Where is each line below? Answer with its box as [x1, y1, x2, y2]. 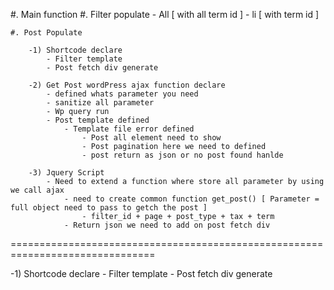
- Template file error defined [63, 124, 195, 134]
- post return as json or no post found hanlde [81, 150, 284, 160]
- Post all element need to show [81, 133, 222, 143]
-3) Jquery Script [28, 168, 105, 178]
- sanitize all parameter [46, 98, 155, 108]
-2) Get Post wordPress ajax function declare [28, 80, 226, 90]
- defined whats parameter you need [46, 89, 199, 99]
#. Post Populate [10, 28, 83, 38]
